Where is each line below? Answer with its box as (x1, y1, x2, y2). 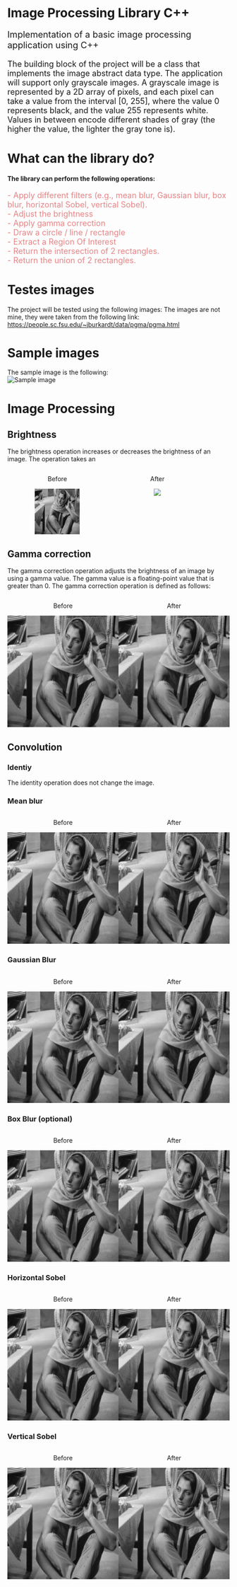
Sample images (7, 345, 100, 361)
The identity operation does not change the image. (7, 778, 155, 787)
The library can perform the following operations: (7, 174, 155, 183)
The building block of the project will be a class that (7, 59, 200, 69)
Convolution (7, 741, 63, 753)
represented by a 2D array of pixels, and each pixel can (7, 87, 214, 97)
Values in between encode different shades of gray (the (7, 115, 216, 125)
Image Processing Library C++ (7, 5, 190, 21)
